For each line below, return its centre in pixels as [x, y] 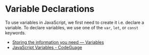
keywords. [15, 33]
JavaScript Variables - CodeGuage [47, 47]
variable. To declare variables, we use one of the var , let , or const [72, 27]
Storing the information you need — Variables [58, 42]
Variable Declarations [50, 9]
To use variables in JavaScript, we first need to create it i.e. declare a [74, 22]
